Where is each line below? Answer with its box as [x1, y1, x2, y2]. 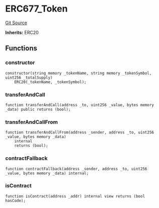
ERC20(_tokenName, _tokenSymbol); [14, 79, 87, 85]
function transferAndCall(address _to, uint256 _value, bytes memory [5, 102, 154, 107]
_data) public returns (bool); [5, 107, 71, 112]
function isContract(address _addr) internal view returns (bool [5, 193, 145, 199]
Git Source [5, 20, 28, 26]
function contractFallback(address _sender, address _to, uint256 [5, 166, 147, 171]
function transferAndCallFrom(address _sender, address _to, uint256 [5, 130, 154, 135]
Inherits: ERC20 [5, 29, 39, 35]
